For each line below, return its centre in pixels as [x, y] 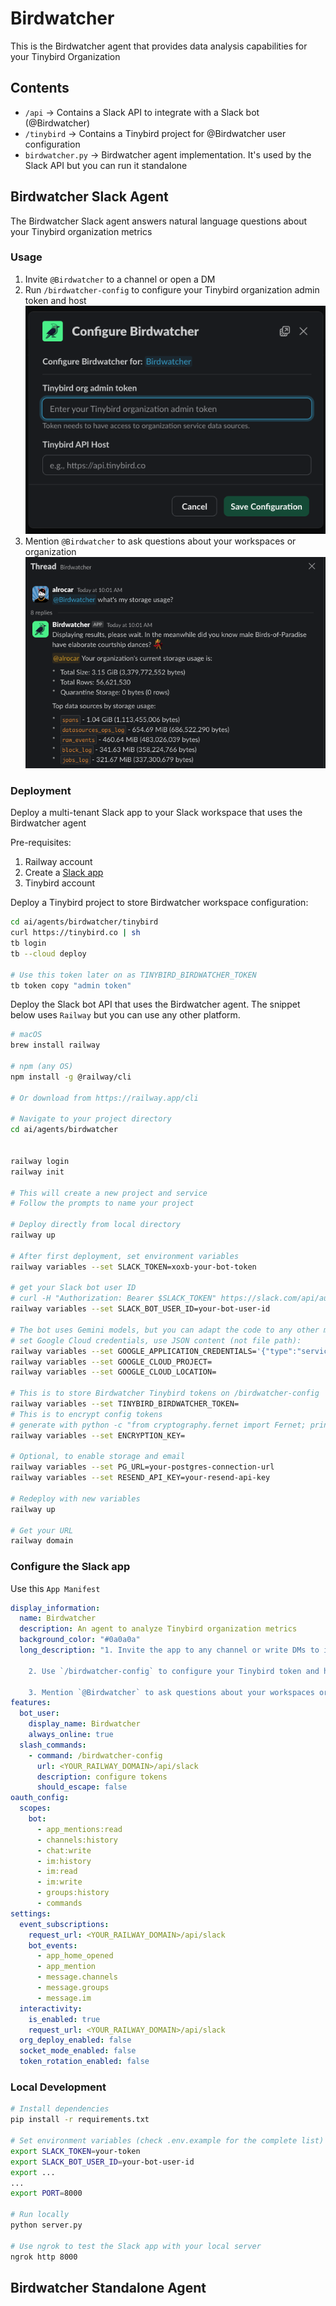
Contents [40, 88]
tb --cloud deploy [48, 953]
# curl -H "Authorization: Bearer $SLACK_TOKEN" [113, 1298]
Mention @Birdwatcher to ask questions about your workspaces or [160, 541]
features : [31, 1703]
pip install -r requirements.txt [80, 2120]
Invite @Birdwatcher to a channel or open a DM [120, 279]
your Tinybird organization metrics [81, 231]
